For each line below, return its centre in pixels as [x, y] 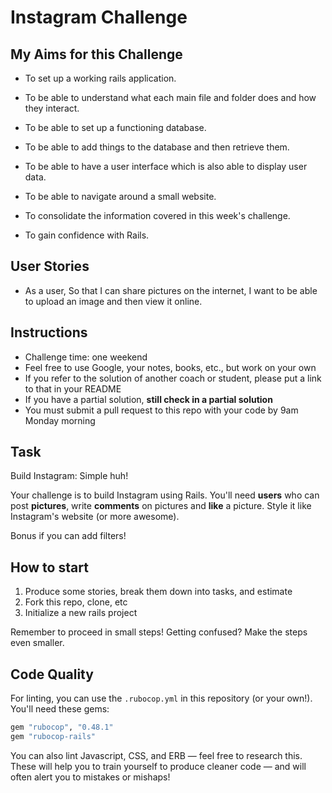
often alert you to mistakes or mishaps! [90, 777]
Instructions [49, 332]
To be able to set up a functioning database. [115, 127]
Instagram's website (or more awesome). [95, 517]
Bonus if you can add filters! [68, 536]
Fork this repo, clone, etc [76, 602]
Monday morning [60, 420]
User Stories [50, 266]
